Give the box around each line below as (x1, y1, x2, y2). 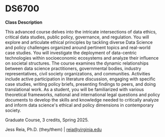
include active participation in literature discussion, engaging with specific (5, 76, 156, 82)
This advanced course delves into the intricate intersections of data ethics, (5, 29, 157, 34)
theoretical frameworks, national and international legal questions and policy (5, 92, 160, 98)
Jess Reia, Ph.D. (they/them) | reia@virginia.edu (5, 126, 102, 132)
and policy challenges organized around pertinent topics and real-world (5, 44, 151, 50)
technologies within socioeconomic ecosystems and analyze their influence (5, 55, 159, 61)
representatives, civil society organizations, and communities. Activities (5, 70, 150, 76)
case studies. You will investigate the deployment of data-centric (5, 50, 137, 56)
